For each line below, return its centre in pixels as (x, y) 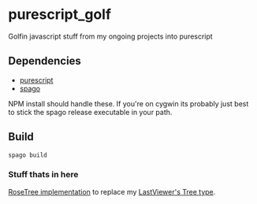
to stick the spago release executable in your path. (90, 112)
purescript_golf (60, 15)
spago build (28, 155)
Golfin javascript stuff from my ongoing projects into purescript (110, 36)
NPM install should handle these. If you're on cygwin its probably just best (128, 103)
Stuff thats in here (43, 175)
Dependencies (45, 61)
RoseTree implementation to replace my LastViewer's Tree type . (112, 191)
